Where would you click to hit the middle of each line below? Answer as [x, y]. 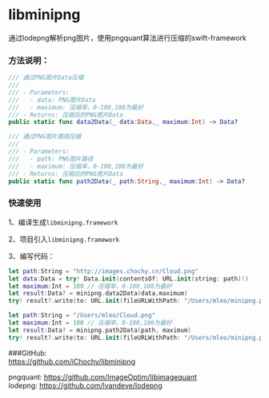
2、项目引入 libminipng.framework [64, 239]
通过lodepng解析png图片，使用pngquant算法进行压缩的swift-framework [127, 38]
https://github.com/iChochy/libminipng [72, 361]
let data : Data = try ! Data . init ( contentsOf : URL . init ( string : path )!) [128, 279]
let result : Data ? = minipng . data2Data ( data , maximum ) [98, 293]
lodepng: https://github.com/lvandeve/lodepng [85, 385]
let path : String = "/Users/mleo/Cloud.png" [82, 316]
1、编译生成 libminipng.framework [63, 222]
